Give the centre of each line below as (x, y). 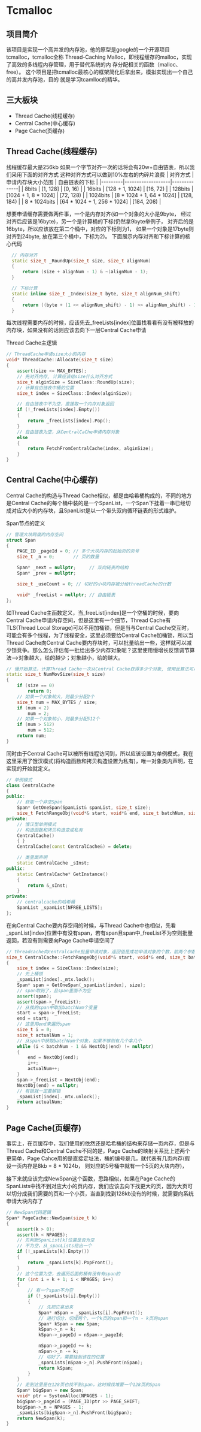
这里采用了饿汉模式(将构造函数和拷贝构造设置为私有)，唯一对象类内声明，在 (100, 761)
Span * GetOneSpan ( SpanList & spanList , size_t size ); (84, 808)
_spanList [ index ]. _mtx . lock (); (56, 980)
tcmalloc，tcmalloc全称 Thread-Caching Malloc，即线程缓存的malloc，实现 (99, 57)
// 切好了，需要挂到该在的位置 (71, 1357)
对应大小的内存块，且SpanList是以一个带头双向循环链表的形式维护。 (95, 510)
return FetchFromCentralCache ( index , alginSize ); (91, 449)
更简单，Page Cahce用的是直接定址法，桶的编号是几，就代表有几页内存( (96, 1158)
